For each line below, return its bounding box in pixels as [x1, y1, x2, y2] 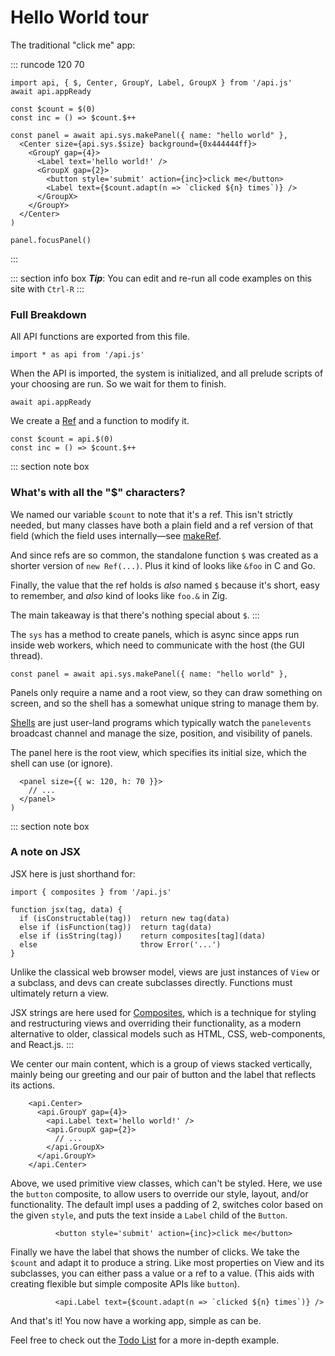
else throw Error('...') [19, 939, 222, 950]
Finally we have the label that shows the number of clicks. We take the [10, 1246, 300, 1258]
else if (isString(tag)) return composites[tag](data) [19, 931, 267, 941]
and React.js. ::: [10, 1038, 75, 1050]
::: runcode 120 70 [10, 58, 85, 70]
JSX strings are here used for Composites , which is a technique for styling [10, 1006, 317, 1018]
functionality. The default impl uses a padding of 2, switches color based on [10, 1198, 324, 1210]
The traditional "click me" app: [10, 39, 136, 51]
